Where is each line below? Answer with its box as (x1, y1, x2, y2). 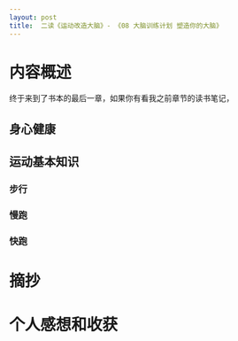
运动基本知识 (9, 154, 80, 169)
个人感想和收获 (9, 315, 119, 335)
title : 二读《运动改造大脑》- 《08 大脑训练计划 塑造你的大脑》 (9, 21, 223, 30)
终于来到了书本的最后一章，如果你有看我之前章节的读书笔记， (9, 93, 234, 104)
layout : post (9, 12, 58, 22)
